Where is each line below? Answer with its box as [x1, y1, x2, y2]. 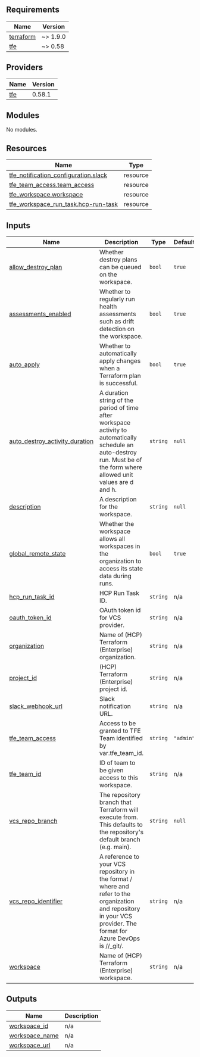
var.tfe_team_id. [99, 749, 144, 757]
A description [99, 495, 137, 504]
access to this [99, 774, 139, 782]
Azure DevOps [99, 934, 140, 943]
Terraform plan [99, 372, 141, 380]
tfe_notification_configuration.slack [9, 171, 108, 179]
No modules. [6, 126, 37, 133]
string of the [99, 396, 134, 404]
